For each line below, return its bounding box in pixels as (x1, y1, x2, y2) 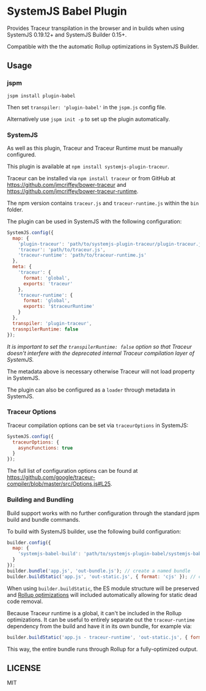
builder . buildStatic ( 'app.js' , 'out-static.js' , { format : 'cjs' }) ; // (7, 573, 196, 580)
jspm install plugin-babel (7, 93, 76, 99)
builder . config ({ (7, 539, 51, 546)
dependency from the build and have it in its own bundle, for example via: (7, 622, 192, 630)
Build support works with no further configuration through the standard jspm (7, 509, 200, 517)
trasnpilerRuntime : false (12, 326, 79, 332)
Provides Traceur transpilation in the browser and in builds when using (7, 24, 185, 32)
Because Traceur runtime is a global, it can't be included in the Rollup (7, 609, 182, 616)
